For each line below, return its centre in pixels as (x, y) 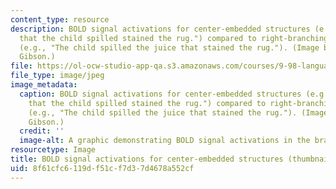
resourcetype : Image (53, 150)
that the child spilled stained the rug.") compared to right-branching (174, 38)
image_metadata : (44, 85)
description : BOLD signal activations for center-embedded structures (160, 29)
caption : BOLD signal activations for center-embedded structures (160, 94)
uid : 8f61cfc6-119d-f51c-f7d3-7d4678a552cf (102, 168)
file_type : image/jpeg (57, 76)
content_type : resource (60, 19)
